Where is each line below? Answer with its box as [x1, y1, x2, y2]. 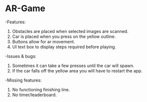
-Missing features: [5, 77, 42, 83]
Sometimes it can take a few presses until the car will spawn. [12, 63, 135, 68]
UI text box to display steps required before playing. [12, 44, 116, 50]
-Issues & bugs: [5, 53, 37, 59]
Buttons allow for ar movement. [12, 38, 75, 44]
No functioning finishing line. [12, 86, 70, 92]
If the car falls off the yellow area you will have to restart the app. [12, 68, 143, 73]
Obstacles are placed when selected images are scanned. [12, 28, 129, 34]
